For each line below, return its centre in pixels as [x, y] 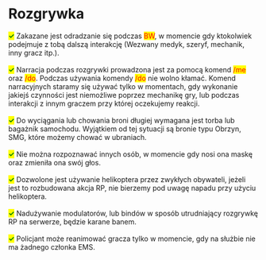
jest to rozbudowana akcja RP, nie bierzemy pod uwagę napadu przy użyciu [132, 188]
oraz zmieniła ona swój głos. [55, 162]
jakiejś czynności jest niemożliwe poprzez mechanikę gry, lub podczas [124, 95]
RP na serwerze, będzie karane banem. [73, 221]
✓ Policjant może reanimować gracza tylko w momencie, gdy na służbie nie [132, 239]
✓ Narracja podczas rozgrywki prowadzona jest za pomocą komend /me [127, 69]
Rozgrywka [46, 14]
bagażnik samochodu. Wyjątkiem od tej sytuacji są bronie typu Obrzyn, [125, 129]
